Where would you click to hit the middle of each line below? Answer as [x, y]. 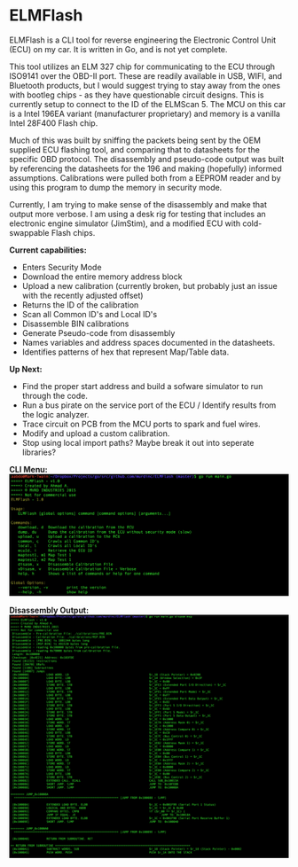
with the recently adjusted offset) [82, 295]
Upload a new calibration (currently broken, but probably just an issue [149, 285]
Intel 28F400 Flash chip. [54, 123]
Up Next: [26, 369]
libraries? [39, 452]
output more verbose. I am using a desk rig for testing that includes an [137, 214]
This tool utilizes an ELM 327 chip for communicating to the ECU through [142, 66]
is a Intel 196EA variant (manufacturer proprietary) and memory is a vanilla [145, 113]
